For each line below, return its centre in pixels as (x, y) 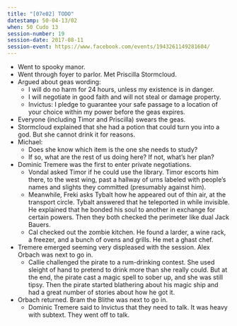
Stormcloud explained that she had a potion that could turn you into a (118, 127)
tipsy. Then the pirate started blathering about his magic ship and (123, 285)
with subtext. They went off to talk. (79, 315)
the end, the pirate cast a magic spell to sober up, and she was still (126, 277)
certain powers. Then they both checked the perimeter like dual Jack (129, 217)
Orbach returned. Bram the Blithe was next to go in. (93, 300)
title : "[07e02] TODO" (41, 14)
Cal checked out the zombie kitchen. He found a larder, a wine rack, (127, 232)
